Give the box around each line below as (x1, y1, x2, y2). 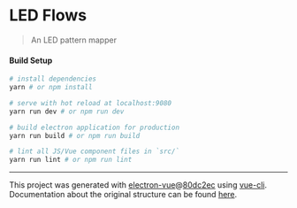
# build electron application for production (9, 123, 179, 132)
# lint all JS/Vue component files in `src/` (9, 147, 179, 156)
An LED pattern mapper (30, 35, 118, 45)
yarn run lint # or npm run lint (9, 156, 133, 165)
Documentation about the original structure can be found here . (9, 189, 238, 200)
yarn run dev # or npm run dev (9, 107, 125, 116)
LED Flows (9, 5, 87, 26)
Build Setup (9, 55, 53, 65)
